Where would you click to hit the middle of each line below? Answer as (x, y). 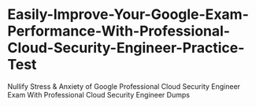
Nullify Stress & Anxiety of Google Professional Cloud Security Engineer (124, 86)
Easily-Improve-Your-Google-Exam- (128, 15)
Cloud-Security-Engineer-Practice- (126, 48)
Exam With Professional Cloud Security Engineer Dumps (99, 94)
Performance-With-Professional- (119, 31)
